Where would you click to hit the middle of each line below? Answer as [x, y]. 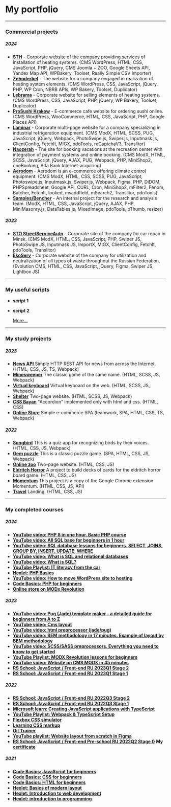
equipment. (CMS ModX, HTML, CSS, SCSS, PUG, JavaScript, [78, 176]
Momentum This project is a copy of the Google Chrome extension [83, 480]
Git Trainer [24, 730]
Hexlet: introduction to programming [52, 798]
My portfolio [32, 9]
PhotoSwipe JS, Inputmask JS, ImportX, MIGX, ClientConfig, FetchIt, [84, 244]
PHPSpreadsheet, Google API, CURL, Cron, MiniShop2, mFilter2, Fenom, [89, 187]
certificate [24, 747]
